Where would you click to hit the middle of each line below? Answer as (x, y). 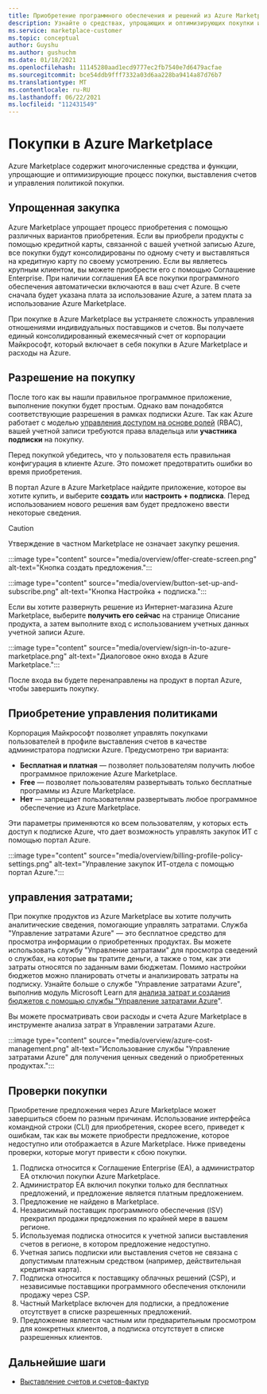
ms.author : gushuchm (43, 53)
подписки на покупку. (46, 439)
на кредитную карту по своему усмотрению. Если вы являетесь (118, 261)
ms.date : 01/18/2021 (43, 61)
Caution (21, 528)
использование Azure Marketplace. (68, 303)
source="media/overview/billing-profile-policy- (166, 855)
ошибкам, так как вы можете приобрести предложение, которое (119, 1136)
